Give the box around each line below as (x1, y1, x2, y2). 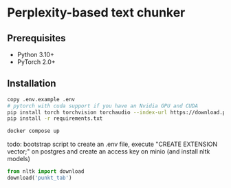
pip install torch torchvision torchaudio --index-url (7, 109, 168, 116)
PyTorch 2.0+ (16, 58, 56, 66)
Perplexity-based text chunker (7, 5, 186, 21)
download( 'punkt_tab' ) (7, 174, 72, 182)
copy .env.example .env (7, 96, 76, 103)
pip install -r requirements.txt (7, 115, 103, 122)
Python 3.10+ (16, 50, 55, 59)
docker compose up (7, 127, 60, 135)
